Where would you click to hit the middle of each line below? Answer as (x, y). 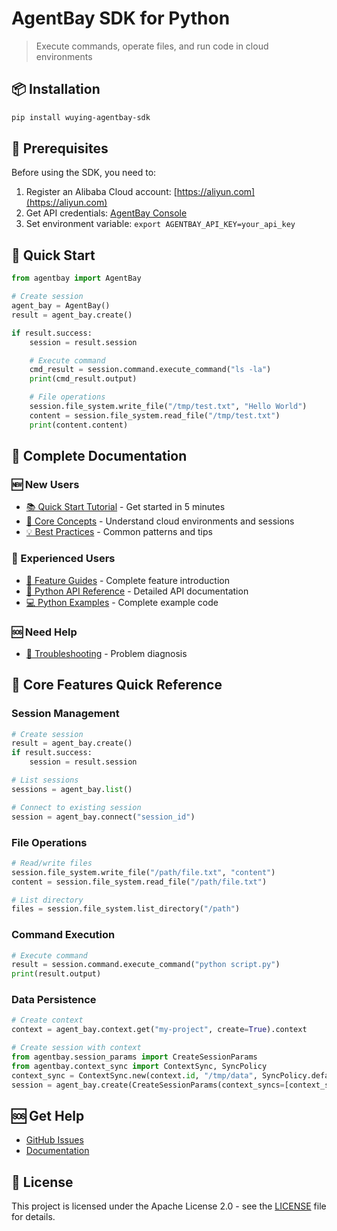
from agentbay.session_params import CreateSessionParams (134, 1057)
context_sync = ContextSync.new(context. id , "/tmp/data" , (134, 1075)
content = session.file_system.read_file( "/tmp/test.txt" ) (155, 415)
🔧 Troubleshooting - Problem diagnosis (106, 653)
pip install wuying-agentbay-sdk (81, 117)
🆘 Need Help (44, 632)
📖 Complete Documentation (99, 456)
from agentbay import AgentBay (76, 278)
